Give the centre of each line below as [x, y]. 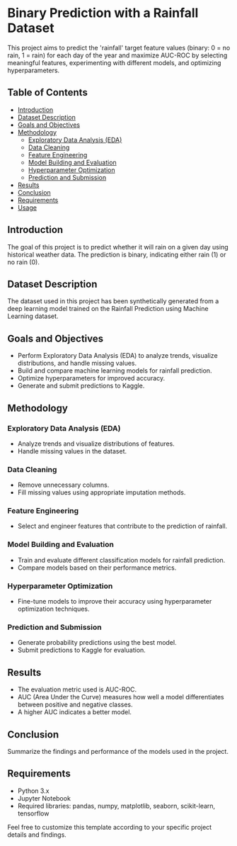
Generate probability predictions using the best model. [97, 643]
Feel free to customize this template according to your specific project [110, 827]
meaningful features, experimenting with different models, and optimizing [114, 62]
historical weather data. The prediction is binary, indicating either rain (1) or [117, 254]
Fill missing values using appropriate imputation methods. [102, 492]
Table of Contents [48, 92]
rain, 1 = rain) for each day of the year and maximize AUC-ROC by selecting [117, 55]
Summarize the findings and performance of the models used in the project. [118, 751]
